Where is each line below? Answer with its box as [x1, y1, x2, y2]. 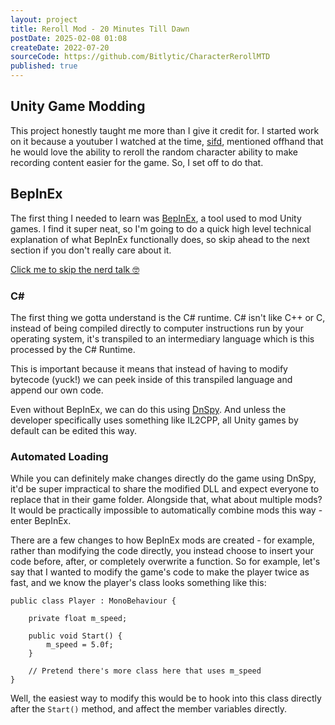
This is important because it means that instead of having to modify [10, 362, 288, 375]
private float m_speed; [28, 614, 128, 624]
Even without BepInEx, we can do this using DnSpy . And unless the [10, 403, 287, 415]
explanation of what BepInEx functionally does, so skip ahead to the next [10, 233, 310, 245]
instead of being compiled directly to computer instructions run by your [10, 322, 304, 334]
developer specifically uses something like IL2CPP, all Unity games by [10, 414, 299, 426]
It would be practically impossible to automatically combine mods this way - [10, 504, 323, 516]
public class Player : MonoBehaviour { [10, 596, 177, 606]
